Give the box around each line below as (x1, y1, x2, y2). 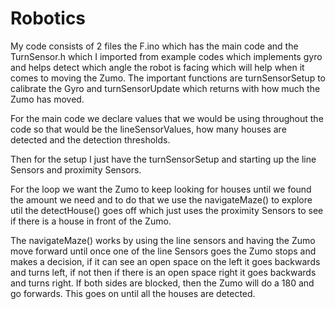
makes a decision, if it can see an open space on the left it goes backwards (10, 255, 321, 267)
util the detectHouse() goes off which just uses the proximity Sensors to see (10, 204, 324, 216)
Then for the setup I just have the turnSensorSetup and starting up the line (10, 153, 317, 165)
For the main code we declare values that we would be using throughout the (10, 112, 324, 124)
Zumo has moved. (10, 93, 85, 105)
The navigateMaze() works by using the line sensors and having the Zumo (10, 234, 316, 246)
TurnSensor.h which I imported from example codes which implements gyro (10, 50, 323, 62)
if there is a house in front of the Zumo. (10, 215, 172, 227)
